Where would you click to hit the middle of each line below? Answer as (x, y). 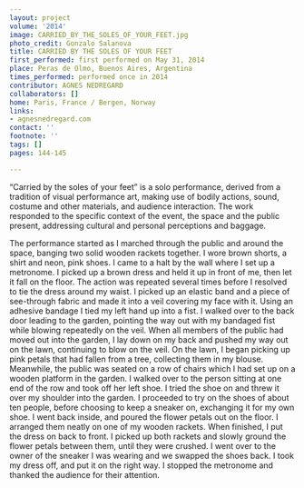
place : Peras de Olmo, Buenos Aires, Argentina (101, 69)
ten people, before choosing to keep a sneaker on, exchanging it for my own (152, 407)
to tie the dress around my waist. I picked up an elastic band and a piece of (150, 291)
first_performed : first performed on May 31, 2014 (107, 60)
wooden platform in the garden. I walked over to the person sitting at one (146, 378)
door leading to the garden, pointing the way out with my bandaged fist (142, 320)
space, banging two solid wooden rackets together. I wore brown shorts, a (148, 253)
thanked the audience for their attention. (85, 474)
